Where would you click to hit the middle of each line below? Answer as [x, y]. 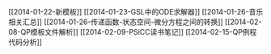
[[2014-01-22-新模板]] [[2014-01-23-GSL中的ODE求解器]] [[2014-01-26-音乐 [136, 12]
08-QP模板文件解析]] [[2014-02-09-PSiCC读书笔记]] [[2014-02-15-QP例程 [133, 32]
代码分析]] [25, 42]
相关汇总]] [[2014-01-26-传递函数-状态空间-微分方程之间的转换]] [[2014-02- [135, 22]
